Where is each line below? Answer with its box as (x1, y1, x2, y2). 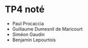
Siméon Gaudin (12, 31, 45, 37)
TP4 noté (5, 4, 45, 15)
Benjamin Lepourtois (12, 37, 56, 43)
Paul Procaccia (12, 20, 44, 27)
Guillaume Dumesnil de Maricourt (12, 26, 83, 32)
